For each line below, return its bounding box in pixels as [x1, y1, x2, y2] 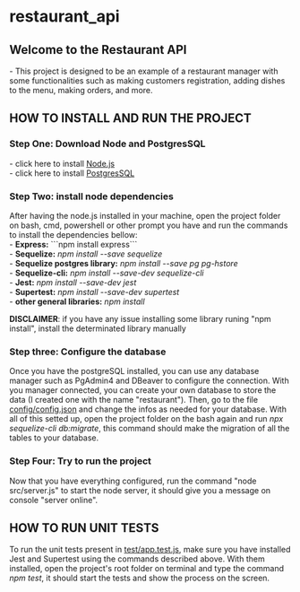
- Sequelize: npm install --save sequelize [9, 248, 163, 259]
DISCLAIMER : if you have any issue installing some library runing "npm [9, 313, 271, 324]
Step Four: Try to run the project [9, 455, 152, 467]
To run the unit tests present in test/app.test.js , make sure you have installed [9, 544, 291, 555]
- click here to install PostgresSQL [9, 168, 135, 178]
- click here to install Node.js [9, 158, 115, 169]
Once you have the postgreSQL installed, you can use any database [9, 366, 260, 377]
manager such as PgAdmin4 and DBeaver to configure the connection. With [9, 375, 289, 387]
